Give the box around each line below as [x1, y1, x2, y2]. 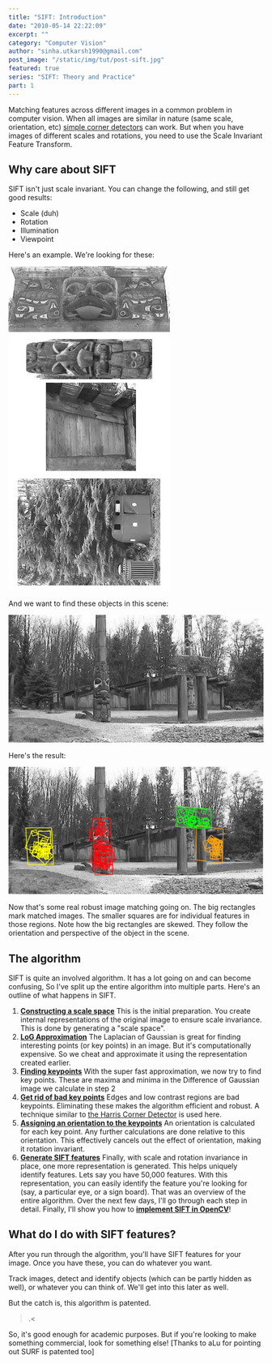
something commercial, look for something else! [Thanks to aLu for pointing [8, 1338, 261, 1348]
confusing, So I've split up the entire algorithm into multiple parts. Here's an [8, 982, 261, 992]
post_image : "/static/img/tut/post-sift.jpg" [8, 56, 164, 64]
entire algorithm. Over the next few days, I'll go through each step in [19, 1196, 248, 1206]
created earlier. [19, 1058, 71, 1068]
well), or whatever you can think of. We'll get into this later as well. [8, 1282, 229, 1292]
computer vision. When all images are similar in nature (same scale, [8, 114, 233, 123]
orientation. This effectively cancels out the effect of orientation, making [19, 1135, 261, 1145]
